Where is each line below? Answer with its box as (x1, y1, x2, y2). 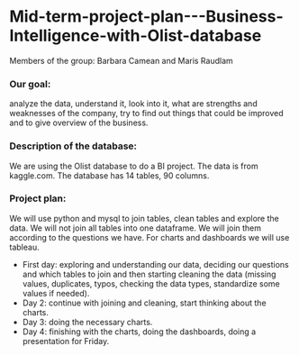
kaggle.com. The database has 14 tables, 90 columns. (9, 169, 210, 181)
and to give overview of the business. (9, 117, 149, 128)
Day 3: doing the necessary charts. (22, 316, 153, 327)
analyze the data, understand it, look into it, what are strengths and (9, 98, 258, 109)
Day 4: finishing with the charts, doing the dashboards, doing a (22, 326, 257, 337)
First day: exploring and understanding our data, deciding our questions (22, 259, 290, 269)
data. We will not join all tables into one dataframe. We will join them (9, 223, 262, 233)
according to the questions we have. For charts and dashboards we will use (9, 232, 290, 242)
